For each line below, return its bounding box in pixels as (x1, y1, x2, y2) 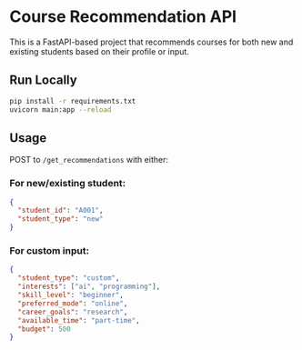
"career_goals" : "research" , (17, 307, 128, 316)
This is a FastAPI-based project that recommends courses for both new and (9, 36, 294, 47)
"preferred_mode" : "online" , (17, 298, 128, 308)
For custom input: (9, 245, 89, 257)
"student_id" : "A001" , (17, 206, 104, 215)
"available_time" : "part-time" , (17, 315, 141, 325)
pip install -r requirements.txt (9, 96, 136, 105)
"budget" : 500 (17, 325, 71, 334)
